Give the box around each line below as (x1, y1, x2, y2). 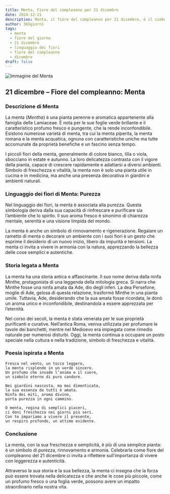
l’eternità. (5, 305, 25, 311)
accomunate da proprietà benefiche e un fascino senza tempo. (5, 141, 137, 147)
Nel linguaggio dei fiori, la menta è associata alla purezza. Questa (5, 202, 142, 208)
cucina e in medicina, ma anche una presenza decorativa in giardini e (5, 172, 150, 178)
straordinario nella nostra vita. (5, 484, 68, 490)
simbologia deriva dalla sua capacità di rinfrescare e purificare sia (5, 207, 143, 213)
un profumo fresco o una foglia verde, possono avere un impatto (5, 478, 140, 484)
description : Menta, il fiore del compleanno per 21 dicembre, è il (5, 17, 153, 22)
